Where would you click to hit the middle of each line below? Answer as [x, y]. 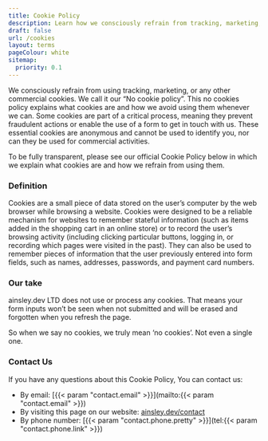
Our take [25, 282]
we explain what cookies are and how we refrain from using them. [116, 165]
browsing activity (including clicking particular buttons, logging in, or [121, 237]
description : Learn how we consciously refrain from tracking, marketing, [135, 23]
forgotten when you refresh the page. [70, 317]
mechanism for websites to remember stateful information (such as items [128, 220]
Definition [28, 186]
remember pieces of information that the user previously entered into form [130, 254]
